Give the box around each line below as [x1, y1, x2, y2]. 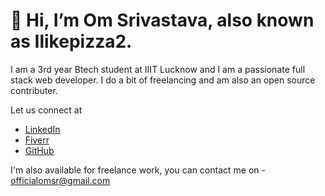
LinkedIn [24, 123, 61, 135]
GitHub [24, 144, 55, 156]
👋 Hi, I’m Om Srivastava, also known [10, 9, 315, 32]
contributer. [10, 84, 58, 96]
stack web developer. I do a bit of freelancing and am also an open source [10, 74, 316, 86]
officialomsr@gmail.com [10, 174, 111, 186]
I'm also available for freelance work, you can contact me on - [10, 164, 266, 176]
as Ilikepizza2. [10, 30, 133, 53]
